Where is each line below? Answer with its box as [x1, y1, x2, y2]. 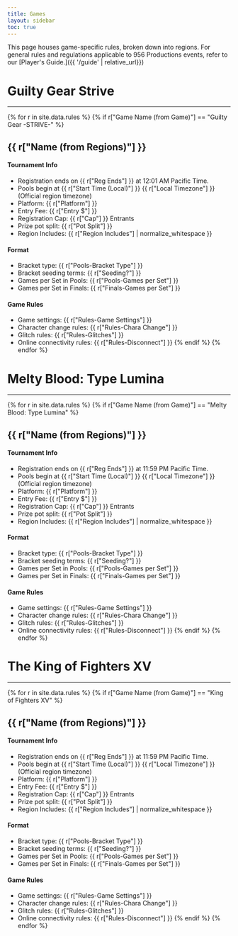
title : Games [7, 10, 46, 18]
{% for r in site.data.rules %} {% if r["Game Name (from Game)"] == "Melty [7, 401, 227, 410]
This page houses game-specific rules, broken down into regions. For [7, 43, 211, 52]
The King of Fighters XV [7, 658, 152, 675]
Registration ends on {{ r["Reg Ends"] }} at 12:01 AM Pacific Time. [17, 176, 209, 185]
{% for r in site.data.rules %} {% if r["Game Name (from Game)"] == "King [7, 689, 224, 697]
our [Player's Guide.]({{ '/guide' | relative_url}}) [7, 58, 144, 67]
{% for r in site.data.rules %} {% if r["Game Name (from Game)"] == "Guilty [7, 113, 228, 121]
